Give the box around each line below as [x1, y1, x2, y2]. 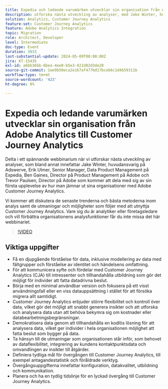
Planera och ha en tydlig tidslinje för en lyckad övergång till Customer [12, 373, 156, 379]
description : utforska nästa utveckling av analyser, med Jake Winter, [5, 12, 157, 17]
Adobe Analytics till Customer [5, 128, 132, 140]
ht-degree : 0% [5, 81, 35, 86]
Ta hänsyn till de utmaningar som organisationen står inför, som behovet [12, 336, 161, 342]
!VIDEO [17, 228, 32, 234]
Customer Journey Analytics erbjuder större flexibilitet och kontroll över [12, 298, 160, 305]
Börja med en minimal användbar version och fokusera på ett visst [12, 283, 149, 289]
